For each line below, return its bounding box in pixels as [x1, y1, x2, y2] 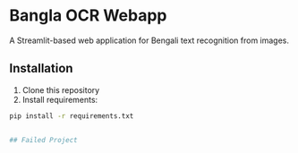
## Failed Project [9, 135, 78, 144]
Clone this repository [21, 84, 100, 95]
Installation [9, 61, 73, 76]
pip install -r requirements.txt [9, 111, 134, 121]
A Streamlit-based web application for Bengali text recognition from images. [9, 35, 289, 46]
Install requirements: [21, 94, 98, 105]
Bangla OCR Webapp [9, 5, 167, 26]
